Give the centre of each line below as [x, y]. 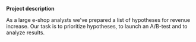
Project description [30, 9]
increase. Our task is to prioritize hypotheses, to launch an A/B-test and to [97, 26]
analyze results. [26, 33]
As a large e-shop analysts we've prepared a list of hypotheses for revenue [98, 20]
